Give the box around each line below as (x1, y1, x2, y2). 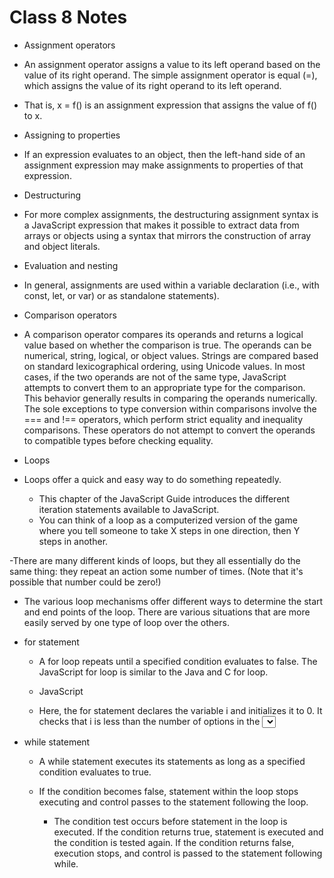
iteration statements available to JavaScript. (38, 503, 220, 515)
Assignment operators (23, 39, 116, 51)
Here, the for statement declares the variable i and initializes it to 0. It (38, 704, 323, 716)
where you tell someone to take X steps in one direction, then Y (38, 524, 301, 536)
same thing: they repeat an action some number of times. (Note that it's (9, 565, 304, 577)
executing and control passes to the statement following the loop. (38, 796, 309, 808)
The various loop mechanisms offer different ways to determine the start (23, 595, 324, 607)
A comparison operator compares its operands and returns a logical (23, 328, 304, 340)
